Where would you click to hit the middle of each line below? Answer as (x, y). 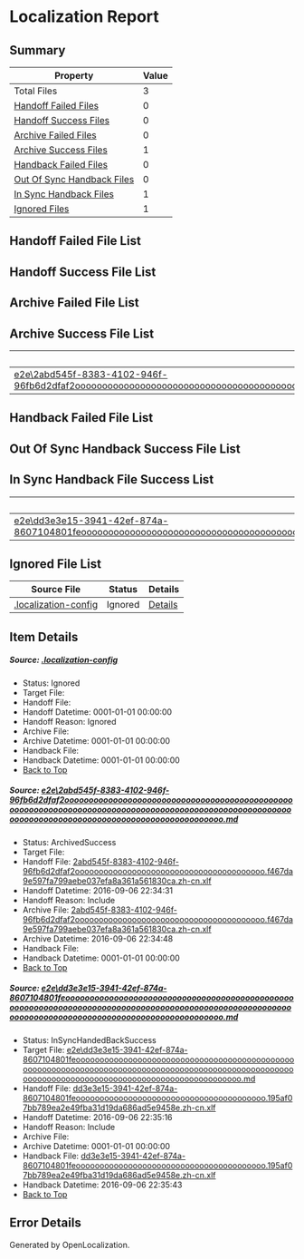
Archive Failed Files (55, 135)
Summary (38, 50)
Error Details (45, 1223)
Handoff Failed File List (76, 241)
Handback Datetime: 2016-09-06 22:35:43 (102, 1185)
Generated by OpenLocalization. (70, 1244)
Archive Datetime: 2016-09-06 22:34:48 (98, 938)
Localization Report (85, 17)
